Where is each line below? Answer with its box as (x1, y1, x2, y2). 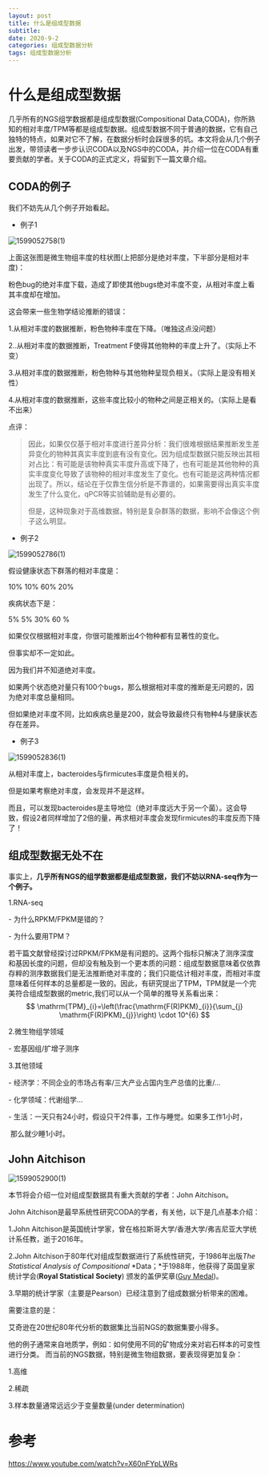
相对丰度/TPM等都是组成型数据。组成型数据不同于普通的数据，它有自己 (22, 124, 258, 133)
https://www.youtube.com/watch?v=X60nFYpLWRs (8, 1459, 179, 1469)
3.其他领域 (8, 1060, 43, 1070)
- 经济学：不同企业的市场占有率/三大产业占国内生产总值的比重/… (8, 1077, 222, 1087)
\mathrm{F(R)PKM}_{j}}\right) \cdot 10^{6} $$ (58, 1010, 211, 1020)
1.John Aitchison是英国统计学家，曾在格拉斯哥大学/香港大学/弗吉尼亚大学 (8, 1224, 250, 1234)
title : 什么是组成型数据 (8, 19, 82, 27)
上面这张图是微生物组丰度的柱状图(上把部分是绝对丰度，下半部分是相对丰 (8, 252, 250, 262)
